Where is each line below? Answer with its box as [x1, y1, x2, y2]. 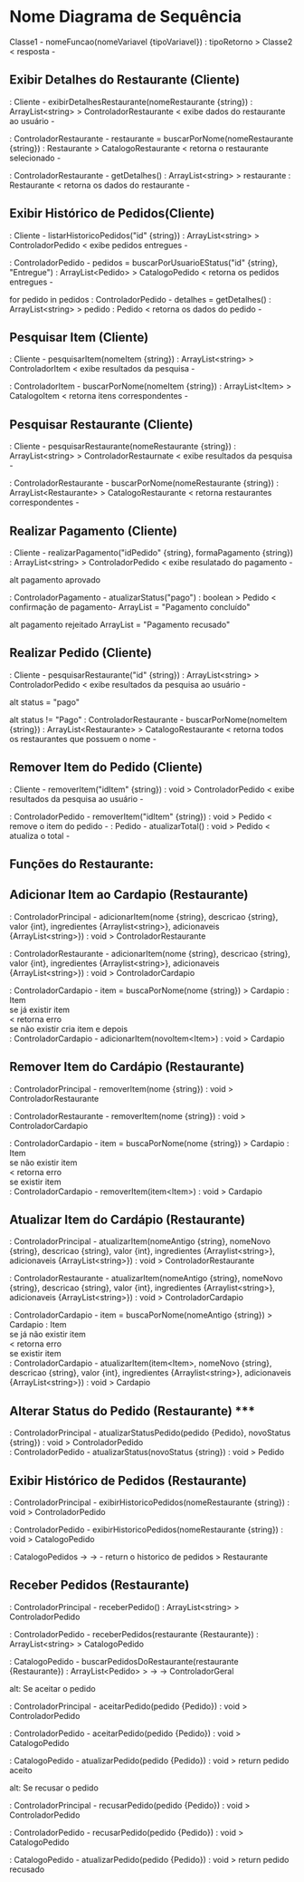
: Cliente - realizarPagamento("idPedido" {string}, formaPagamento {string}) [9, 547, 294, 558]
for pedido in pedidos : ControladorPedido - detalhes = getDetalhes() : [9, 294, 271, 304]
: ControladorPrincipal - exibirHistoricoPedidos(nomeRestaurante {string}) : [9, 1497, 290, 1508]
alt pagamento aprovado [9, 574, 101, 585]
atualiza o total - [9, 830, 71, 841]
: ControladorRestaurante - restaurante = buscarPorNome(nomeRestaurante [9, 133, 294, 144]
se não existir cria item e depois [9, 1023, 128, 1034]
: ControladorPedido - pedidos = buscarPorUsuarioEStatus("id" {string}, [9, 256, 279, 268]
